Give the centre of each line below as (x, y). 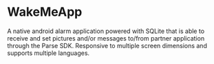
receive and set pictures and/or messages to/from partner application (106, 38)
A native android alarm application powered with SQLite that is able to (106, 31)
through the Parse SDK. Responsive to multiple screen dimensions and (107, 45)
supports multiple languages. (49, 53)
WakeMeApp (45, 12)
